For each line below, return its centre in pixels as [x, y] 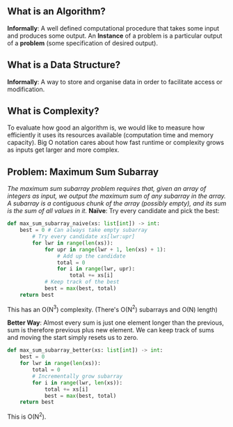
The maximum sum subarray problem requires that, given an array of [107, 189]
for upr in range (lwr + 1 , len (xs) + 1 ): [105, 249]
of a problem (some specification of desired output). [83, 43]
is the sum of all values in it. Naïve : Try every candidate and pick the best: [113, 211]
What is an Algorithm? [56, 11]
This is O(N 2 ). [27, 416]
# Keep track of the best [82, 282]
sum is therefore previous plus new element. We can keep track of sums [111, 330]
